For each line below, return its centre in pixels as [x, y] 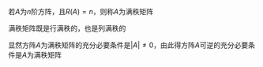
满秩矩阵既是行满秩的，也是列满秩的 [67, 28]
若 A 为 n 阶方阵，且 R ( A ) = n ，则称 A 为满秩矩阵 [81, 11]
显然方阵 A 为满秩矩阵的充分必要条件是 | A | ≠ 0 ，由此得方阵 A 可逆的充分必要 [128, 45]
